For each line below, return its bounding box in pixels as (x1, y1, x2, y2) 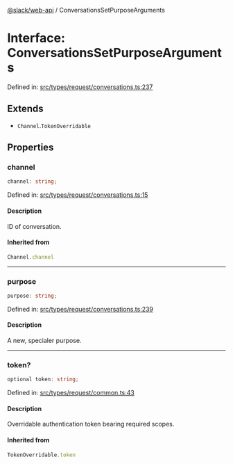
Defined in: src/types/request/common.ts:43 (7, 389, 135, 397)
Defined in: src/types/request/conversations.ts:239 (7, 305, 154, 313)
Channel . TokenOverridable (17, 121, 92, 129)
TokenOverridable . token (7, 451, 76, 458)
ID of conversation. (7, 222, 62, 230)
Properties (7, 142, 54, 154)
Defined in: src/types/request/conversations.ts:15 (7, 191, 148, 199)
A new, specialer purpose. (7, 336, 82, 344)
